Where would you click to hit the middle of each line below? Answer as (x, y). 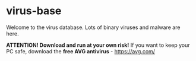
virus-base (34, 11)
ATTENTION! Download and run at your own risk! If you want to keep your (98, 45)
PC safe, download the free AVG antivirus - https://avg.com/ (81, 51)
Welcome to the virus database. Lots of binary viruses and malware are (93, 27)
